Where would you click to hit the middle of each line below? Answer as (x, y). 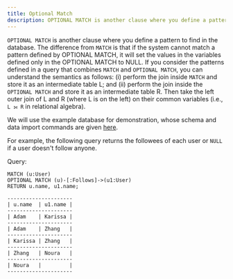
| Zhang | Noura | (40, 253)
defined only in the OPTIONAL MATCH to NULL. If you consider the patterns (116, 62)
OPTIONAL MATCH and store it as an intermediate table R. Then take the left (111, 92)
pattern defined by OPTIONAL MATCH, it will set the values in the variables (114, 54)
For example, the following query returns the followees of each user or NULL (115, 140)
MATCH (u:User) (29, 174)
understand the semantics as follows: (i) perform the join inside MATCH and (112, 76)
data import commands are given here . (63, 127)
